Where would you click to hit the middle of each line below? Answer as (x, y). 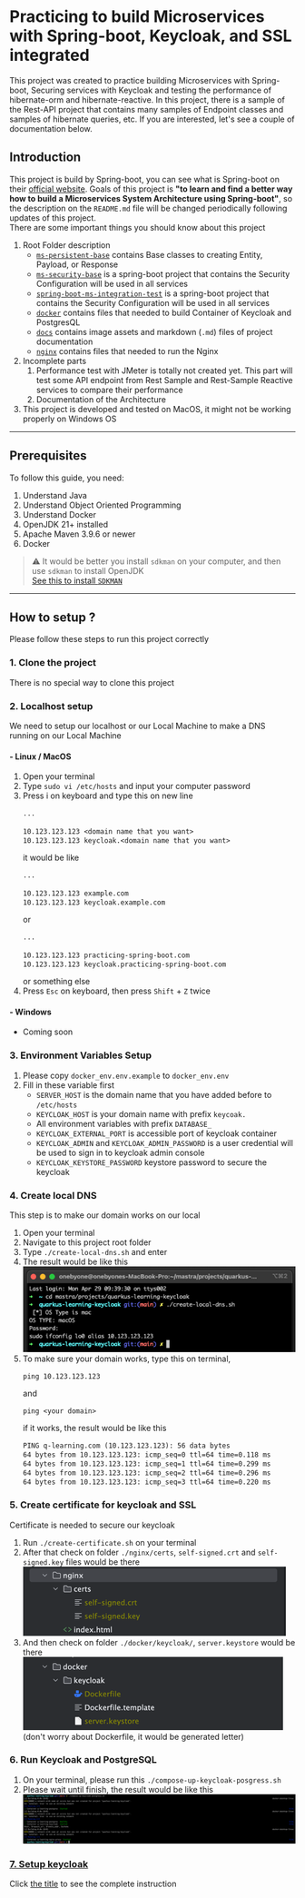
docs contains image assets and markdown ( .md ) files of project (154, 331)
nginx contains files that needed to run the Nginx (127, 351)
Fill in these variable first (69, 1085)
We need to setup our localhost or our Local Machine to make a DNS (138, 726)
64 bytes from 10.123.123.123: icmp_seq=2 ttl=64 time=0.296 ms (147, 1473)
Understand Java (55, 495)
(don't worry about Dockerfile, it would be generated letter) (133, 1736)
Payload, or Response (77, 264)
